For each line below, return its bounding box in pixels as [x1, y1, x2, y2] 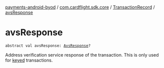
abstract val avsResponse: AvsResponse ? [5, 43, 91, 48]
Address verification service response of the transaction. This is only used [5, 52, 159, 58]
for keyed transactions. [5, 57, 53, 63]
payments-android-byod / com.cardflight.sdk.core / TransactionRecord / [5, 4, 155, 10]
